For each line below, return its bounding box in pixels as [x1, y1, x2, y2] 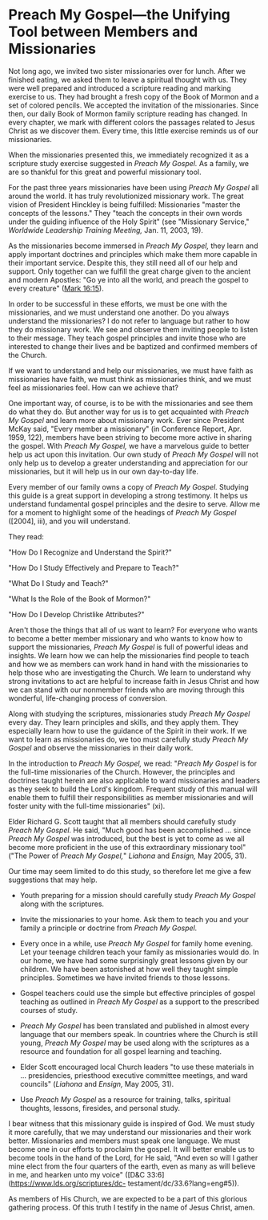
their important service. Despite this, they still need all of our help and [8, 258, 238, 267]
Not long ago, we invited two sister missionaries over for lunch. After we [8, 66, 246, 75]
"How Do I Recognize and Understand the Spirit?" [8, 547, 172, 557]
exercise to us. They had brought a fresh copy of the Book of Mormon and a [8, 91, 259, 101]
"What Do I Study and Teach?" [8, 578, 110, 588]
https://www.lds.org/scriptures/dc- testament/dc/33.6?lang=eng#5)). [10, 1178, 240, 1188]
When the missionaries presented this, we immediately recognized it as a [8, 150, 250, 160]
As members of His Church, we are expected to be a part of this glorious [8, 1194, 248, 1203]
